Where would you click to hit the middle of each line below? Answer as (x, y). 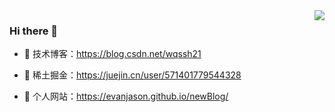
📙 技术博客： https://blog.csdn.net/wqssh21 (112, 54)
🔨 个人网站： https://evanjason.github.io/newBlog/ (126, 96)
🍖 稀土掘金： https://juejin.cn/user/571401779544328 (132, 75)
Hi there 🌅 (34, 31)
